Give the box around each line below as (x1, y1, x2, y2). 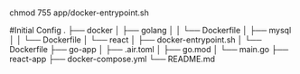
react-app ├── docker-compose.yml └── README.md (9, 53, 215, 65)
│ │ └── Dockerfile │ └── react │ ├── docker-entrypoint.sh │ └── (9, 34, 262, 45)
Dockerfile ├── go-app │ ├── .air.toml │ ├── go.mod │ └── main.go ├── (9, 44, 289, 55)
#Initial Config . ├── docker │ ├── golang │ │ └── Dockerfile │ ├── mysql (9, 25, 292, 36)
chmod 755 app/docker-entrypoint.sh (9, 7, 149, 18)
